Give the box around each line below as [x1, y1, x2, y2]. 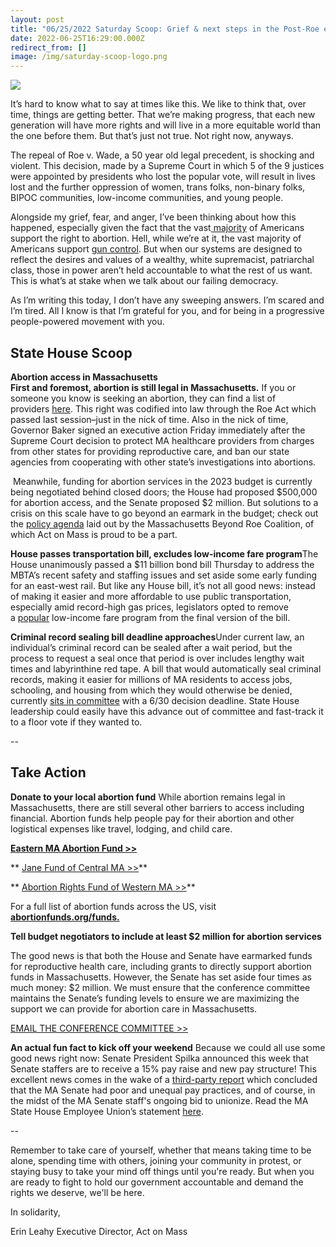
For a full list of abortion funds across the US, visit [10, 900, 217, 912]
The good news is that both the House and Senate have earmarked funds [10, 949, 313, 961]
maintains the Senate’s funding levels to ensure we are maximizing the [10, 992, 300, 1004]
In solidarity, [10, 1206, 61, 1218]
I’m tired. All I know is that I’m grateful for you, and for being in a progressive [10, 305, 325, 317]
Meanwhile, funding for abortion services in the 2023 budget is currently [12, 475, 313, 487]
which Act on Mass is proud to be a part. [10, 528, 178, 540]
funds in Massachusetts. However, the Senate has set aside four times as [10, 971, 312, 983]
